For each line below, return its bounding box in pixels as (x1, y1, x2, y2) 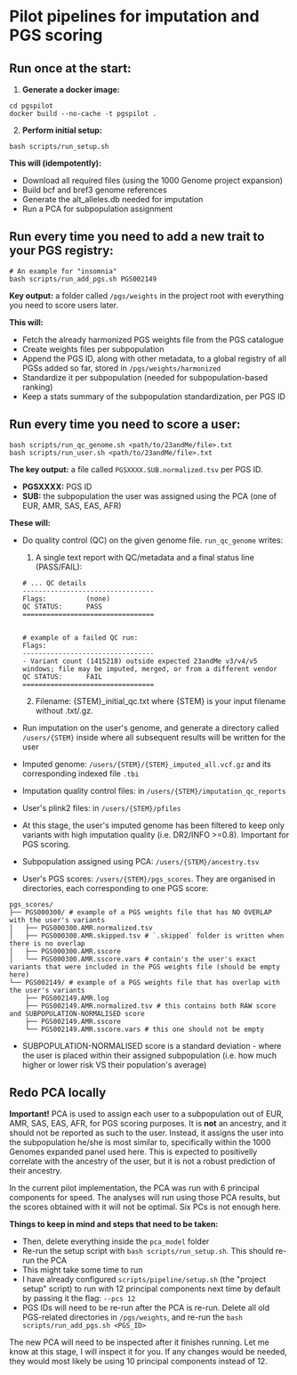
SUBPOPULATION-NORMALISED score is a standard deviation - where (21, 1040, 282, 1051)
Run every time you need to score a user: (9, 417, 241, 432)
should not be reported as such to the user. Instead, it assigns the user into (9, 1127, 285, 1138)
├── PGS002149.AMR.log (25, 994, 109, 1003)
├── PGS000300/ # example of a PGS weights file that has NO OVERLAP (9, 907, 273, 917)
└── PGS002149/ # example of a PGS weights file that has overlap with (9, 978, 280, 986)
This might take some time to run (21, 1265, 143, 1275)
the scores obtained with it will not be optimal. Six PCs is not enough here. (9, 1201, 282, 1213)
